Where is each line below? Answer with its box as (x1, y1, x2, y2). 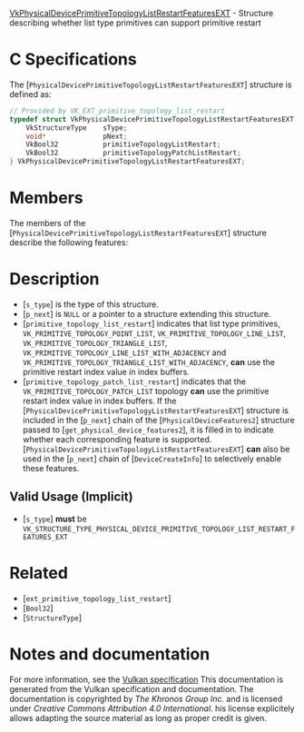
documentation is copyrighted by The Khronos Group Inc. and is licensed (9, 693, 283, 704)
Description (9, 269, 100, 290)
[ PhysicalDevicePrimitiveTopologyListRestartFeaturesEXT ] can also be (22, 443, 290, 454)
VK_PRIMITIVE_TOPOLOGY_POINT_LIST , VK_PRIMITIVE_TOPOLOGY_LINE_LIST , (22, 327, 286, 339)
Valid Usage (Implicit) (9, 490, 133, 505)
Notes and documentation (9, 644, 211, 664)
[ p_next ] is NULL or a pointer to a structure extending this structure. (22, 308, 271, 319)
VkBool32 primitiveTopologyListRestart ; (25, 140, 221, 149)
